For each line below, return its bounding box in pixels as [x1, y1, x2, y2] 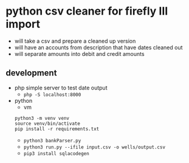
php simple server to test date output [14, 84, 108, 91]
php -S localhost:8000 [23, 91, 81, 98]
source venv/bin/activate [14, 120, 80, 127]
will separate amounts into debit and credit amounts [14, 50, 145, 57]
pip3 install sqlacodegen [23, 150, 89, 156]
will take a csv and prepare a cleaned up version [14, 37, 136, 44]
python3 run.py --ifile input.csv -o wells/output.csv [23, 144, 165, 150]
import [5, 17, 41, 31]
